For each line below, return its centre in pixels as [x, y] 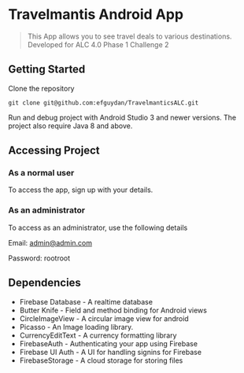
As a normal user [41, 173]
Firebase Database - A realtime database [86, 301]
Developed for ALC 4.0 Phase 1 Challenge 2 [98, 44]
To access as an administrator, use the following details [98, 227]
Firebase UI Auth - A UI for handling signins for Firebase [111, 352]
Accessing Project [54, 151]
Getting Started [47, 70]
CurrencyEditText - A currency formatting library [98, 335]
